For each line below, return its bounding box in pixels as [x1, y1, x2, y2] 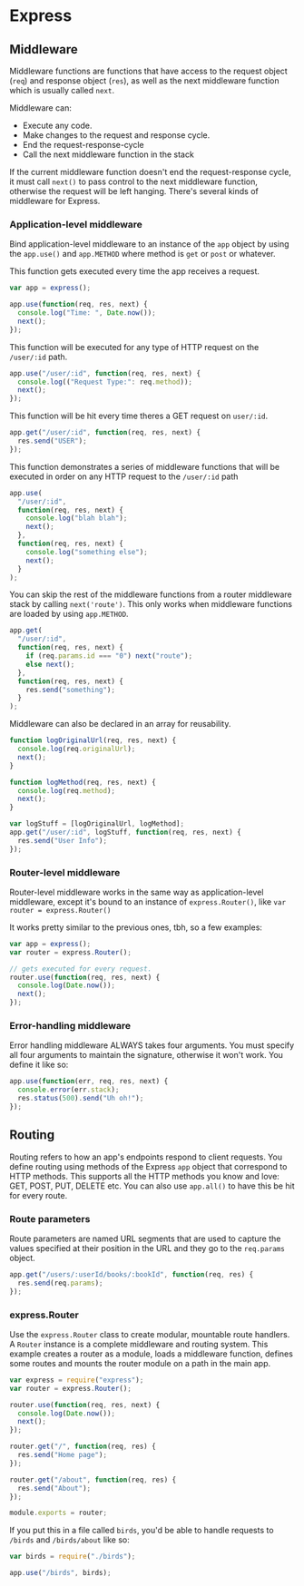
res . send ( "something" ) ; [25, 685, 116, 694]
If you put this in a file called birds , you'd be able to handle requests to [9, 1525, 274, 1536]
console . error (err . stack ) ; [17, 1085, 120, 1094]
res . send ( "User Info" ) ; [17, 836, 107, 845]
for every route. [9, 1189, 68, 1200]
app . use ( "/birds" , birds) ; [9, 1569, 112, 1578]
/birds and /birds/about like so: [9, 1534, 130, 1545]
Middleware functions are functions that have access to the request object [9, 65, 288, 76]
